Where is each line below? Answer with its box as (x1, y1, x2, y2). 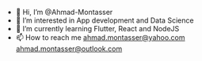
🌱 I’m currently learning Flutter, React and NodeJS (15, 24, 180, 33)
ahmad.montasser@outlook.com (15, 44, 123, 53)
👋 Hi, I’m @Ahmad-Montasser (15, 8, 113, 16)
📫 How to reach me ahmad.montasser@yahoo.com (15, 33, 185, 42)
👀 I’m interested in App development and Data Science (15, 16, 194, 25)
